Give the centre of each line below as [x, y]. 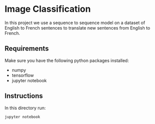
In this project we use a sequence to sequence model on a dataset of [75, 23]
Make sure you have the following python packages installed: [67, 61]
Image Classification [48, 9]
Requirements [27, 48]
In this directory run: [25, 108]
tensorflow [23, 75]
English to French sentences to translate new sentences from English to [77, 28]
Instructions [24, 96]
